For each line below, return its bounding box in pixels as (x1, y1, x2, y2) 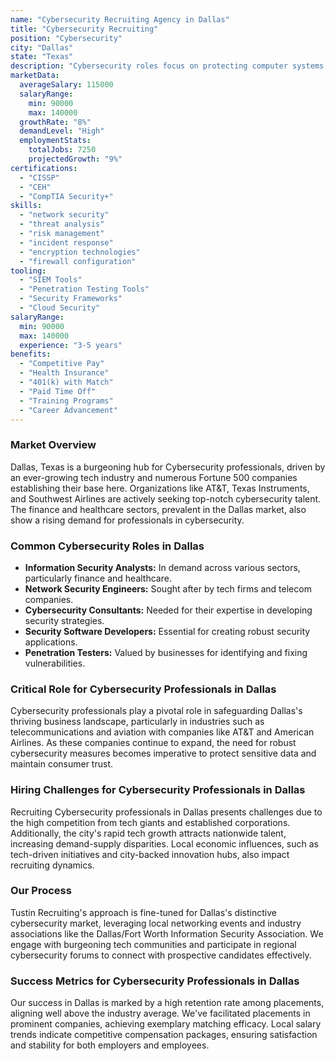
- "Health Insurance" (19, 368, 110, 378)
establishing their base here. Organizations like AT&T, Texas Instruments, (10, 482, 310, 494)
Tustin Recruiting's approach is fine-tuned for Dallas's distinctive (10, 906, 277, 918)
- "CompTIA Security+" (19, 191, 114, 201)
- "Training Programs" (19, 396, 114, 406)
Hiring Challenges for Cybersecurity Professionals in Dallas (10, 783, 306, 797)
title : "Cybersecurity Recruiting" (10, 24, 159, 34)
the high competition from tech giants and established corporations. (10, 816, 291, 828)
